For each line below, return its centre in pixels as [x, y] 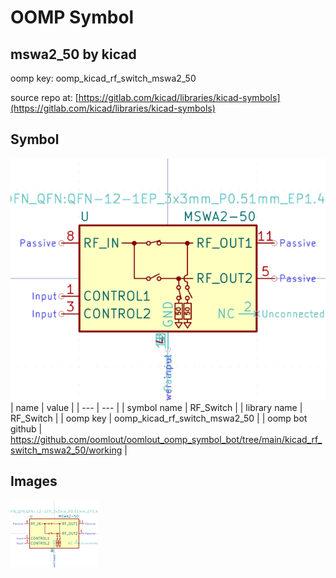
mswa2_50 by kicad [73, 54]
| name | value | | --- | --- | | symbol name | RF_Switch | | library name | [156, 408]
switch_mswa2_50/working [66, 450]
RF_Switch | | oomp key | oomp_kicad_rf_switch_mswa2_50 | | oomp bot [159, 418]
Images [34, 481]
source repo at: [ [44, 97]
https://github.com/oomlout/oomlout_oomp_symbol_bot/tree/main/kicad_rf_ [166, 440]
